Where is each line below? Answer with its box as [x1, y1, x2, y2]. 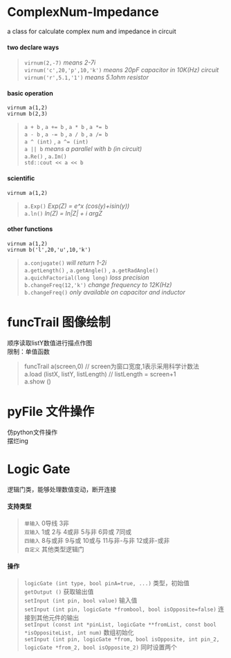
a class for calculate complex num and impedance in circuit [7, 27, 176, 35]
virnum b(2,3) [7, 110, 48, 118]
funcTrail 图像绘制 [7, 314, 111, 330]
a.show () [24, 377, 52, 386]
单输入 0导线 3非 [24, 519, 69, 527]
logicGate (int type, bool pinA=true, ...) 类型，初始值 [24, 578, 190, 587]
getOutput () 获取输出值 [24, 587, 94, 596]
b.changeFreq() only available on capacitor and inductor [24, 288, 185, 296]
